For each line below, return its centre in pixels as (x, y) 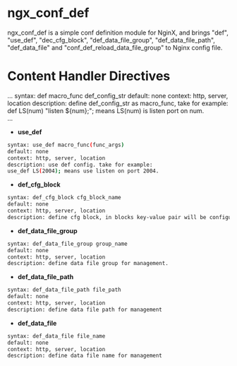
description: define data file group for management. (88, 264)
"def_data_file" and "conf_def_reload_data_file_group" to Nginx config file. (115, 47)
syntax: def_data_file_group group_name (68, 244)
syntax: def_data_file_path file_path (64, 290)
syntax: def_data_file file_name (56, 336)
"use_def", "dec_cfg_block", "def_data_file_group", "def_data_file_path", (111, 40)
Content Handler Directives (89, 76)
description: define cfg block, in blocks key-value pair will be (107, 217)
